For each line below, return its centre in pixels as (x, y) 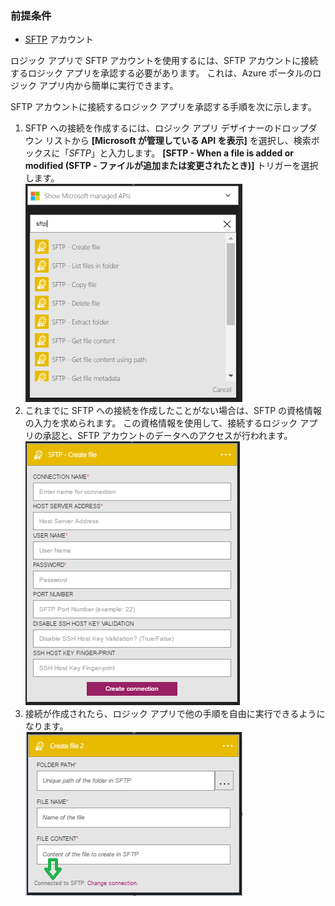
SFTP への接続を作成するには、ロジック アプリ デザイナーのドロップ (166, 128)
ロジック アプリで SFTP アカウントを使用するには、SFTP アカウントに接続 (164, 61)
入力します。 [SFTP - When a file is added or (201, 153)
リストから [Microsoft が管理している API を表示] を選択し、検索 (178, 141)
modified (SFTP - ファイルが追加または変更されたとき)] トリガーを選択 (171, 166)
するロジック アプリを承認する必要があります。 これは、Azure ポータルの (161, 73)
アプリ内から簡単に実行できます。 (108, 86)
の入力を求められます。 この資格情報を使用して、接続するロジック (161, 423)
